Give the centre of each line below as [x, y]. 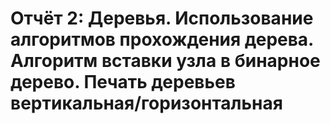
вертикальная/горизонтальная [146, 103]
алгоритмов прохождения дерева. [162, 39]
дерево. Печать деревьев [123, 82]
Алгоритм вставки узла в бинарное [165, 61]
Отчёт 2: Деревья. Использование [162, 18]
